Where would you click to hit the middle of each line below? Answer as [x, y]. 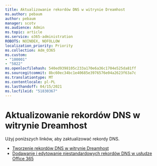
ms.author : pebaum [24, 14]
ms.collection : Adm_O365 [30, 50]
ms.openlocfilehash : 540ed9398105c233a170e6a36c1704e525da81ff [71, 69]
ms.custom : [16, 55]
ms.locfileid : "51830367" [31, 91]
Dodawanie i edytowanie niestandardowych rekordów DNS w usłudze [82, 153]
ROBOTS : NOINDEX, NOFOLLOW [32, 41]
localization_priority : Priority [39, 46]
